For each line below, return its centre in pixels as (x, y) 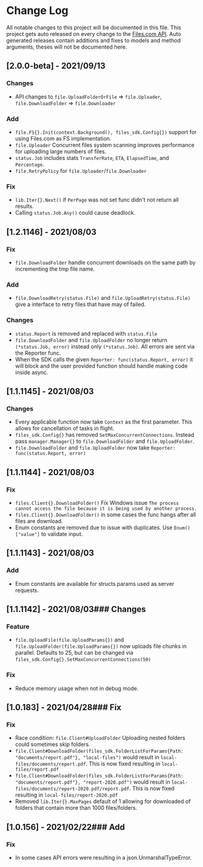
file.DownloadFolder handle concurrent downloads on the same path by (105, 262)
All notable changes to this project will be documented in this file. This (94, 27)
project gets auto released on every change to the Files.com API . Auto (94, 33)
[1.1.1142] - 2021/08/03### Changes (76, 609)
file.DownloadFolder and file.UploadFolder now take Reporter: (95, 448)
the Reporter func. (38, 353)
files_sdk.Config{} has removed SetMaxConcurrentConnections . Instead (105, 435)
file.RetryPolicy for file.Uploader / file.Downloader (81, 170)
